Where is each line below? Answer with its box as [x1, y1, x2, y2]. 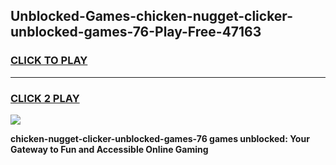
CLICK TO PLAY [10, 54, 88, 68]
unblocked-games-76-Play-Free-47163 [10, 24, 262, 41]
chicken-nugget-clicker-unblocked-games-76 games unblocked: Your [10, 132, 310, 144]
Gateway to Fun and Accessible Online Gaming [10, 143, 209, 155]
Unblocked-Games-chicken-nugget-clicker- [10, 8, 293, 25]
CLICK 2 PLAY [10, 91, 80, 105]
